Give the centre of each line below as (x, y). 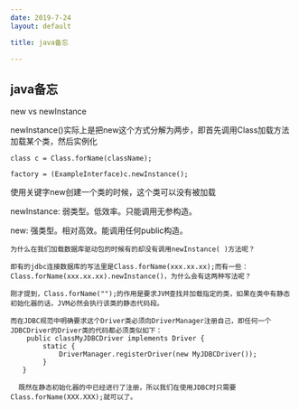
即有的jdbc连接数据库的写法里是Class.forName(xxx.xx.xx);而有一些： (130, 267)
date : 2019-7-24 (41, 18)
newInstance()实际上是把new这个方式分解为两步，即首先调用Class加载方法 (150, 130)
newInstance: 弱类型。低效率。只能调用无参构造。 (103, 211)
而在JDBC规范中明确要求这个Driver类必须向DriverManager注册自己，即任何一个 (141, 321)
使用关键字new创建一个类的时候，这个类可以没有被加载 (113, 192)
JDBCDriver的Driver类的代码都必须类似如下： (87, 331)
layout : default (41, 26)
